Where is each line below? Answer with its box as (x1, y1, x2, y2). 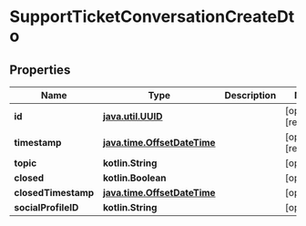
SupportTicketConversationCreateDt (9, 6, 295, 27)
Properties (9, 62, 71, 77)
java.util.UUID (103, 110, 163, 122)
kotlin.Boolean (103, 171, 167, 184)
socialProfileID (14, 201, 79, 213)
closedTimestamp (14, 187, 95, 199)
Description (224, 89, 277, 101)
